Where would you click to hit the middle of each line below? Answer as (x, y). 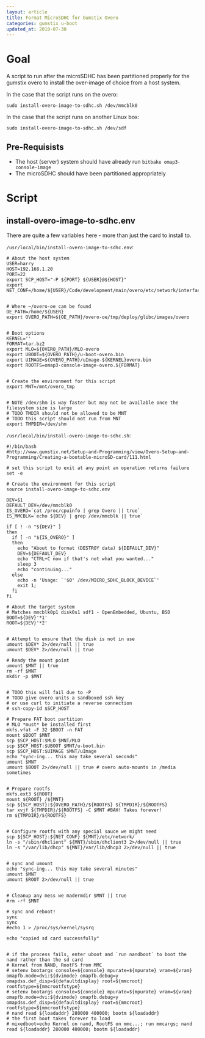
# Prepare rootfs (28, 789)
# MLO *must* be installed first (49, 725)
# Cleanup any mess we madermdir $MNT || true (67, 896)
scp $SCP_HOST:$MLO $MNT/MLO (43, 740)
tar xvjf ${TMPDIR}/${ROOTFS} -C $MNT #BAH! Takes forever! (85, 810)
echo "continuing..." (45, 569)
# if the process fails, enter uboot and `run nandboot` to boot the (97, 954)
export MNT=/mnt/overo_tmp (41, 387)
